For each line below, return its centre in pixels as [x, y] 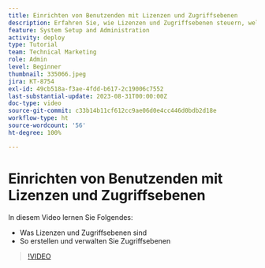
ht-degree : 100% [35, 132]
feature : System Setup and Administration [79, 30]
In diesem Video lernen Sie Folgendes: [71, 217]
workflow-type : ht [38, 118]
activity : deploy [37, 37]
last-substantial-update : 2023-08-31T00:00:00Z [88, 96]
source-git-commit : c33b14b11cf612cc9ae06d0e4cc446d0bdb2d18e [112, 111]
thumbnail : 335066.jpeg [47, 74]
